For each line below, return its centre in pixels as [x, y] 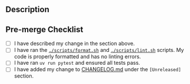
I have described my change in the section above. [74, 44]
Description [27, 10]
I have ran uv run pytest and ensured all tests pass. [77, 63]
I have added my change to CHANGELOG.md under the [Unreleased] [98, 69]
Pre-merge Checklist [44, 29]
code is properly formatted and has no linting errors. [77, 57]
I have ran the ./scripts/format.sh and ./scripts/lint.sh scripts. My [99, 50]
